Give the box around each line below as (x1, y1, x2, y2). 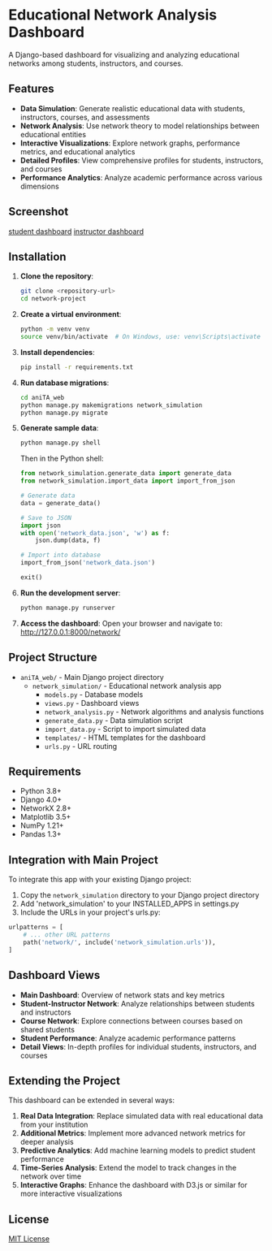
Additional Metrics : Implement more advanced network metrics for (19, 1128, 246, 1138)
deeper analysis (19, 1137, 75, 1147)
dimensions (19, 181, 59, 191)
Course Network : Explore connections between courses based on (19, 1015, 244, 1025)
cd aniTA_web (19, 393, 65, 401)
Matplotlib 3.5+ (19, 812, 71, 822)
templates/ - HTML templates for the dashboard (44, 733, 205, 742)
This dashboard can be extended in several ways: (8, 1095, 175, 1106)
